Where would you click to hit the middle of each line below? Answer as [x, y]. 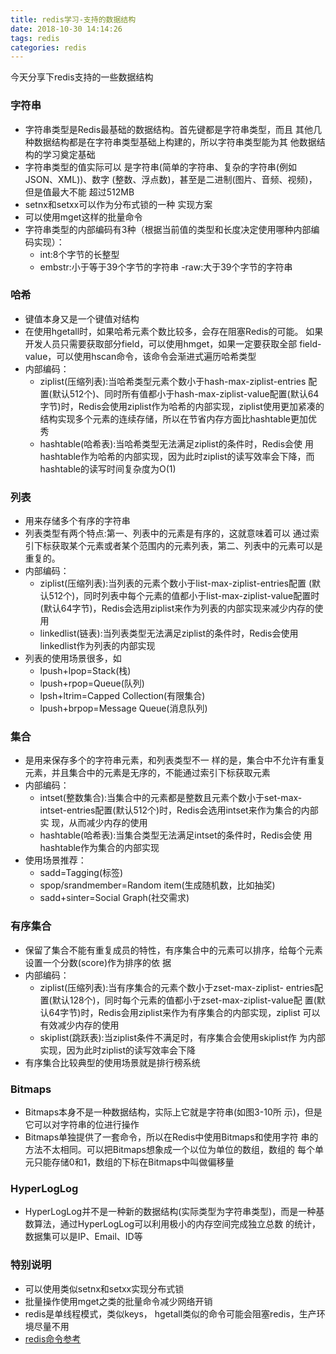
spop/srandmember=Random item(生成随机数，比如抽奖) [157, 885]
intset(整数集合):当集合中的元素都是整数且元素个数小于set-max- [171, 798]
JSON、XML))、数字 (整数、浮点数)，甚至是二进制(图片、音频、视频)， [171, 179]
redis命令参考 [53, 1338]
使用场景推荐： [55, 860]
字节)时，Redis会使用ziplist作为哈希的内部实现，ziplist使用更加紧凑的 [182, 406]
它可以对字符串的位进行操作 [82, 1125]
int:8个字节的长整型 [79, 254]
